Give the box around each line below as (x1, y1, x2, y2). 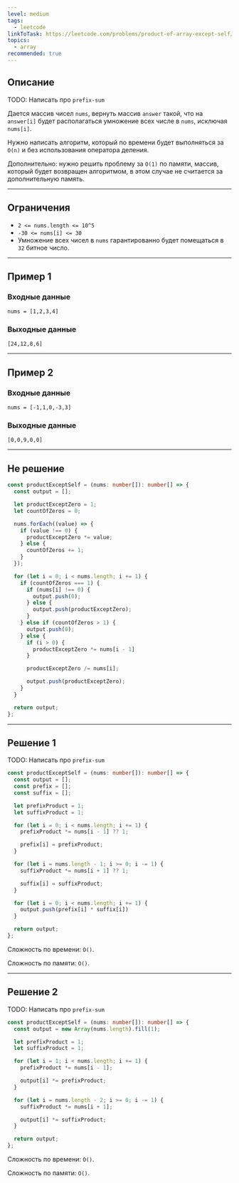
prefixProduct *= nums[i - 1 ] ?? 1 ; (20, 828, 129, 836)
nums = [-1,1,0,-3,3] (7, 404, 72, 411)
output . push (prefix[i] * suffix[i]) (20, 906, 129, 913)
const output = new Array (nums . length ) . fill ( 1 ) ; (14, 1025, 161, 1032)
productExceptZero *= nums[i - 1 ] (33, 645, 135, 653)
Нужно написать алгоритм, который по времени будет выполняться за (7, 138, 224, 147)
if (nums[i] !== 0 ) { (26, 586, 91, 593)
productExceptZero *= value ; (26, 534, 113, 541)
